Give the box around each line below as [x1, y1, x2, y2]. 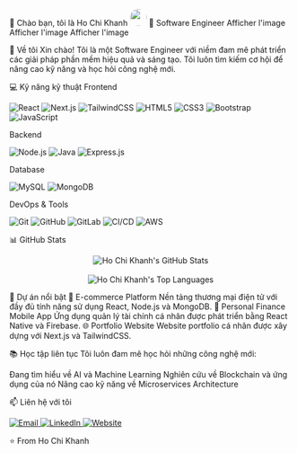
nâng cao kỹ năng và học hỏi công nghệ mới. [9, 64, 177, 74]
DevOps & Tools [9, 199, 69, 209]
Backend [9, 129, 42, 139]
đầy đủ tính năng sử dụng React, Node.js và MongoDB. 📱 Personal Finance [9, 301, 285, 312]
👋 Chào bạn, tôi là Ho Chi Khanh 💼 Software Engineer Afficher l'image [9, 18, 285, 28]
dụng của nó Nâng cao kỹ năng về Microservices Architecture [9, 378, 240, 389]
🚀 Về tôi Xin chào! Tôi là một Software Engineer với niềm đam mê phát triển [9, 45, 287, 55]
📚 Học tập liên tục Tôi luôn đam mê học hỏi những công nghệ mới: [9, 349, 258, 359]
